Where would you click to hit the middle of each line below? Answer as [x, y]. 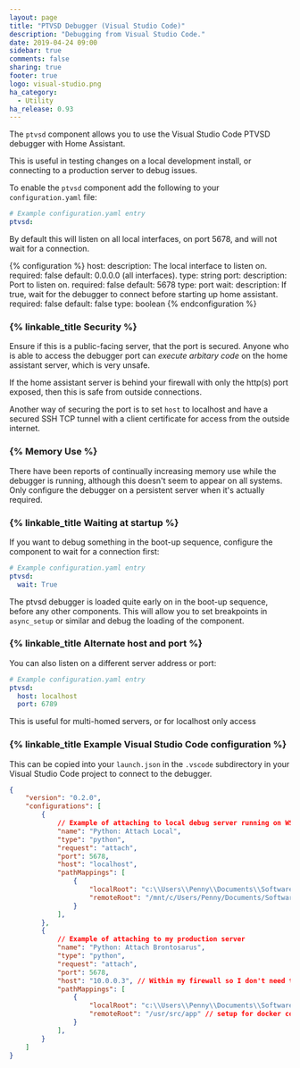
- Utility [35, 100]
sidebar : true [36, 51]
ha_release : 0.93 [42, 109]
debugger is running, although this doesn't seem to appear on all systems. [146, 480]
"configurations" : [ [63, 806]
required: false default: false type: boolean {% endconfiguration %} [133, 304]
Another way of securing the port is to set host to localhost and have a [139, 409]
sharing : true [36, 68]
